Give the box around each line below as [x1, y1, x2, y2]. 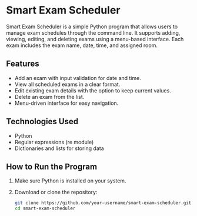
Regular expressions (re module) [14, 138, 94, 145]
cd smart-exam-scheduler [14, 205, 76, 212]
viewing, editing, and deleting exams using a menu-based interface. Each [6, 35, 184, 42]
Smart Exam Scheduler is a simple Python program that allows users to [6, 23, 178, 30]
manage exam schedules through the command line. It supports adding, [6, 29, 181, 36]
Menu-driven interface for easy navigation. [14, 99, 119, 107]
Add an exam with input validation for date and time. [14, 74, 141, 81]
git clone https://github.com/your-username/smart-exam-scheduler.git [14, 200, 192, 206]
